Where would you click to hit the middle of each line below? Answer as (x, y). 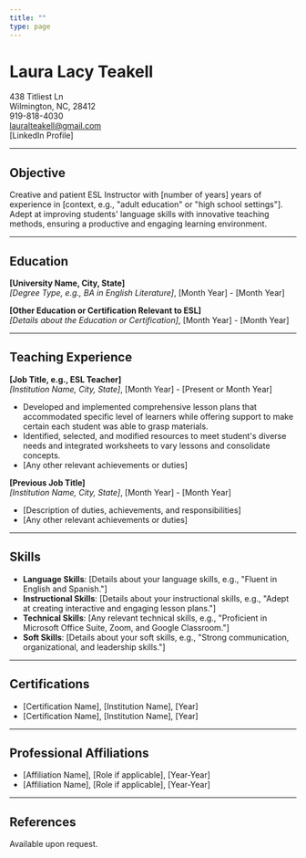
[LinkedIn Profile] (42, 136)
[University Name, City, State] (67, 283)
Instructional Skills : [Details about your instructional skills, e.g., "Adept (156, 598)
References (43, 822)
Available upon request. (54, 844)
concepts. (41, 455)
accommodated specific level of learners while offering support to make (158, 416)
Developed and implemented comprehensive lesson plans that (140, 406)
